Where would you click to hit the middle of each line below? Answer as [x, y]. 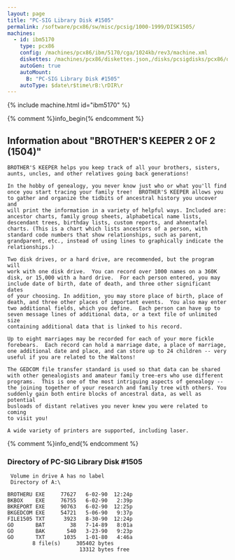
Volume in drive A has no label [57, 476]
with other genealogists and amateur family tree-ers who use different [115, 376]
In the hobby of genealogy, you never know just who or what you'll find [117, 186]
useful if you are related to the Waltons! [72, 357]
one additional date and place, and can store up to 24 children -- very [117, 351]
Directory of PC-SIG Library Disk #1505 [75, 461]
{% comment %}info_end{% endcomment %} [73, 444]
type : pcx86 [37, 46]
